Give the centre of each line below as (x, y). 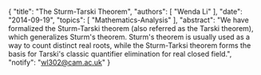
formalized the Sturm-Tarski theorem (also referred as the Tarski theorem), (131, 28)
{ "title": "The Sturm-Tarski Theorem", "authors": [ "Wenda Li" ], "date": (126, 12)
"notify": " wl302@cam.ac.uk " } (59, 62)
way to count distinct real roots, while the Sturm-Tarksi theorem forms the (130, 45)
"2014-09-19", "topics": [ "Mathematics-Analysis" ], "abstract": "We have (129, 20)
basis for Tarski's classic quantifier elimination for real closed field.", (120, 54)
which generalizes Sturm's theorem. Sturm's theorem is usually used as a (129, 37)
